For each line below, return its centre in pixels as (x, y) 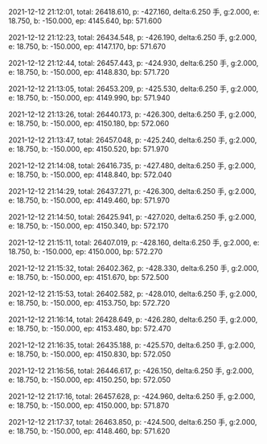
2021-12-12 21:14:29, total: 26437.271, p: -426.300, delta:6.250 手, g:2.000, (132, 191)
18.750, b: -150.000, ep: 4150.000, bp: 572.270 (86, 251)
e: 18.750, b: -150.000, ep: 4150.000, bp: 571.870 (89, 405)
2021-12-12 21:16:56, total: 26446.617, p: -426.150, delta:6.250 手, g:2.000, (131, 371)
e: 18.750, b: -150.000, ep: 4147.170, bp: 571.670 (87, 46)
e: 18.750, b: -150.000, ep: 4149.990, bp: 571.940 (89, 98)
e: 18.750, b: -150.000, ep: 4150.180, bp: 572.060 (89, 123)
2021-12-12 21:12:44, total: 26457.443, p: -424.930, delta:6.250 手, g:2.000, (133, 63)
